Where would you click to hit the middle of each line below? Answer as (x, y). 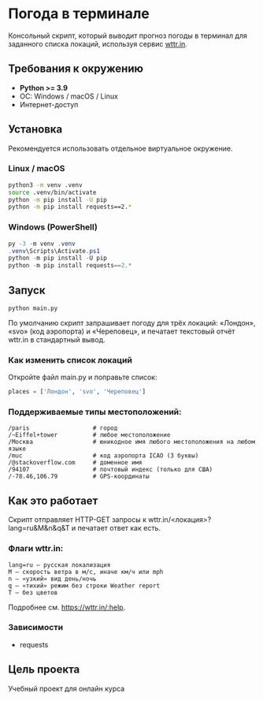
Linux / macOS (37, 169)
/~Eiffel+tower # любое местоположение (89, 435)
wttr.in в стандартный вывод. (57, 339)
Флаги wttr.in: (36, 549)
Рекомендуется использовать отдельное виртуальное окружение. (120, 148)
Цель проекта (44, 670)
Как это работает (53, 500)
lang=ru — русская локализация (59, 565)
